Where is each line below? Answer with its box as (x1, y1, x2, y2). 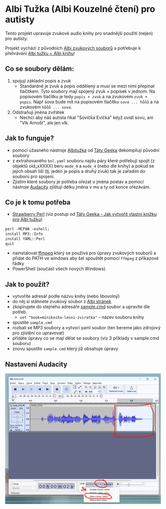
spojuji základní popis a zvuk (12, 78, 71, 83)
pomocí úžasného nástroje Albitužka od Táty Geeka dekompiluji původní (12, 147, 160, 153)
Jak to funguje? (5, 134, 54, 143)
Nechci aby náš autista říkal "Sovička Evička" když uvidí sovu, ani (19, 115, 154, 120)
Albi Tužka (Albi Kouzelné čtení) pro (5, 3, 156, 15)
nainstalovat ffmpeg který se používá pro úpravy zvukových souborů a (12, 250, 157, 256)
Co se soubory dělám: (5, 65, 74, 73)
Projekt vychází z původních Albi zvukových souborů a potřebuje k (5, 45, 141, 51)
